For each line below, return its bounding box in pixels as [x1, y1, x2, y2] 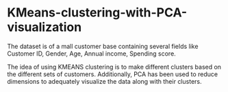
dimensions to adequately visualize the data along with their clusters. [7, 77, 202, 85]
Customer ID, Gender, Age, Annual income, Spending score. [7, 49, 176, 58]
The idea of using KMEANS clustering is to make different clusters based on [7, 62, 221, 71]
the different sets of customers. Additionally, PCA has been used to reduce [7, 70, 218, 78]
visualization [7, 19, 82, 35]
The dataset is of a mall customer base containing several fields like [7, 42, 199, 50]
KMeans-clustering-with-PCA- [7, 5, 188, 21]
